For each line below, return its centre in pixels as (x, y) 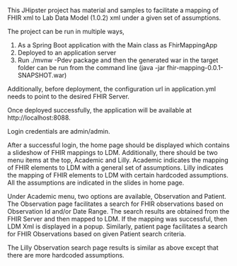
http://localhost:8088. (39, 117)
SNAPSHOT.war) (42, 75)
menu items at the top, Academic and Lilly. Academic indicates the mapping (118, 160)
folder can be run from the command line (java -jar (91, 68)
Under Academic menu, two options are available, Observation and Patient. (117, 196)
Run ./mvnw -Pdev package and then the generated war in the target (118, 60)
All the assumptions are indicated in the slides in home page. (96, 183)
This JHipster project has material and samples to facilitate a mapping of (113, 10)
